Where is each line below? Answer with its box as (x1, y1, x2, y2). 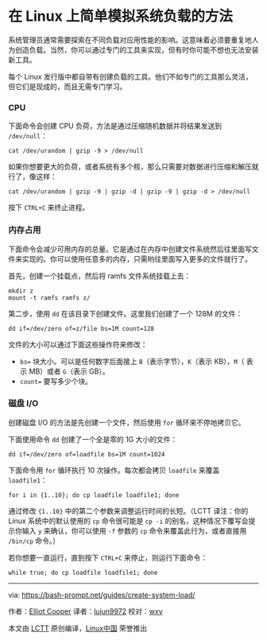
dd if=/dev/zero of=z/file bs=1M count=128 (8, 324, 155, 332)
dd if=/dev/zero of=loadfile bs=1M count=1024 (8, 450, 165, 458)
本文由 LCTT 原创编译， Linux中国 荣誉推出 (8, 623, 148, 633)
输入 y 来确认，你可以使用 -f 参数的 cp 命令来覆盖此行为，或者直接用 (21, 526, 247, 535)
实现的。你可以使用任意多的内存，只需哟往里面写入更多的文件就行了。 (21, 254, 252, 263)
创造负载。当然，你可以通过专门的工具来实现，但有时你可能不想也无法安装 (14, 45, 259, 54)
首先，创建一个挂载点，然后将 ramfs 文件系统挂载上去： (8, 271, 192, 281)
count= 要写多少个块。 (19, 376, 93, 386)
